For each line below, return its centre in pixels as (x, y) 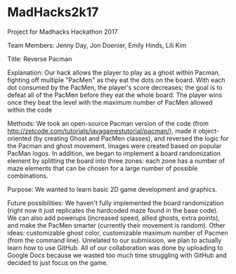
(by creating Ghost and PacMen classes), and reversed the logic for (131, 138)
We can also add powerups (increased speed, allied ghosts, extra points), (113, 218)
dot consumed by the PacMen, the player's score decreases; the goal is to (115, 87)
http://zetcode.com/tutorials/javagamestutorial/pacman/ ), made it (102, 131)
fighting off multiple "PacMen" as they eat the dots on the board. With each (117, 80)
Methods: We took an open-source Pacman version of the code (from (108, 123)
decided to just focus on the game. (58, 262)
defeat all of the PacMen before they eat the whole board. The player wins (115, 95)
